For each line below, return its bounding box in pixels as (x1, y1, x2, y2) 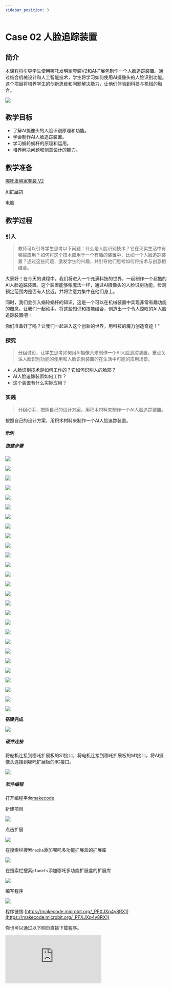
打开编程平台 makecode (5, 795, 55, 801)
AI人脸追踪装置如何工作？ (12, 373, 67, 379)
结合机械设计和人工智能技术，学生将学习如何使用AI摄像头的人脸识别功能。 (9, 74, 167, 80)
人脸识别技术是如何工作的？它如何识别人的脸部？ (12, 367, 116, 373)
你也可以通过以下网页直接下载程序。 (5, 925, 82, 931)
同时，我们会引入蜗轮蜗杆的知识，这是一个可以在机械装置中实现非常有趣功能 (5, 299, 167, 305)
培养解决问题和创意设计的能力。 (12, 147, 80, 153)
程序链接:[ (5, 909, 27, 915)
